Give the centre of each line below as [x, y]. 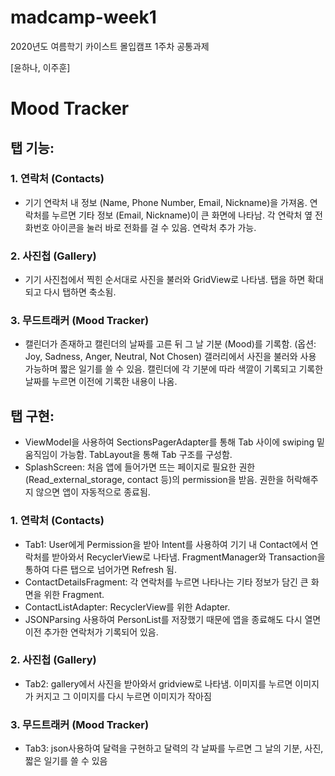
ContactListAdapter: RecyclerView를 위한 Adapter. [127, 607]
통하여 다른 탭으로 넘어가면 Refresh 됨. [100, 569]
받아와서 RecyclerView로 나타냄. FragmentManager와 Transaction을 [188, 557]
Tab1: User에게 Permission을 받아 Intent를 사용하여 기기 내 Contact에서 [166, 544]
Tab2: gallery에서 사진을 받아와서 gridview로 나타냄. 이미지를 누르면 [158, 683]
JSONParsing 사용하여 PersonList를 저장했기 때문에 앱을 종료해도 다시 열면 [173, 619]
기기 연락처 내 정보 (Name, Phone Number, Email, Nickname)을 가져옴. [166, 202]
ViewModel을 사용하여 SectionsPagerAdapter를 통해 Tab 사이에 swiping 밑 [174, 442]
